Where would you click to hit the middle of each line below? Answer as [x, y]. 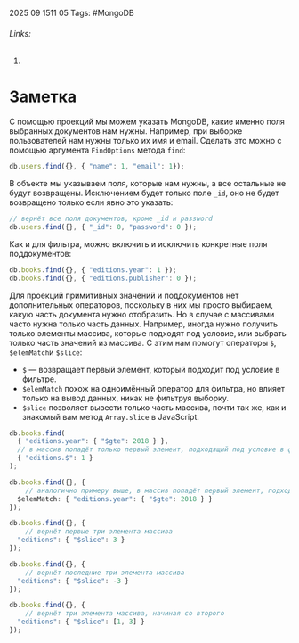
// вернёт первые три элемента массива [99, 532]
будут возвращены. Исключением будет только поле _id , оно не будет [144, 193]
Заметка [43, 97]
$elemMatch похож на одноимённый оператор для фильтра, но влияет [154, 388]
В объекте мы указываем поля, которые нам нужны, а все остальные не [148, 184]
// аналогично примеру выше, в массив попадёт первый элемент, [145, 490]
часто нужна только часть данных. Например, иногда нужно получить [144, 324]
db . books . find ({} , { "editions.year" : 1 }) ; [93, 270]
